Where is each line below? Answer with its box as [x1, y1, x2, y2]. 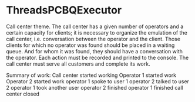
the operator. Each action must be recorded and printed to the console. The [6, 54, 189, 61]
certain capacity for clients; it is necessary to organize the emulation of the [6, 29, 188, 36]
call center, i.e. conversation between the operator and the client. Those [6, 35, 181, 42]
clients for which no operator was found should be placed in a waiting [6, 42, 175, 49]
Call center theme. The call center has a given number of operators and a [6, 23, 184, 30]
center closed [6, 90, 40, 97]
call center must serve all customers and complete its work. [6, 60, 151, 67]
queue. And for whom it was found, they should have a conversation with [6, 47, 183, 55]
